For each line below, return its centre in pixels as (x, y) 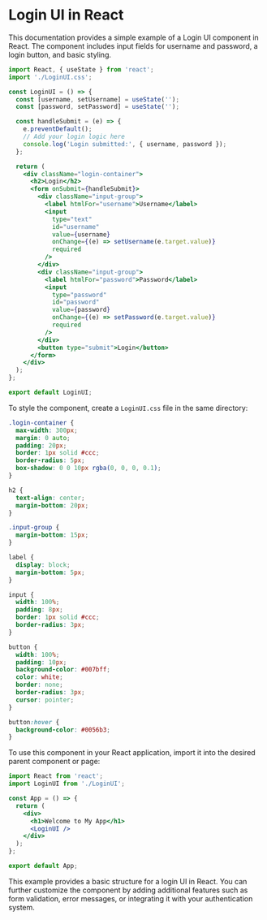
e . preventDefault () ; (58, 129)
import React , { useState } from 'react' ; (81, 69)
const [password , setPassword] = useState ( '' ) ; (98, 107)
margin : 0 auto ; (43, 438)
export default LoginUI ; (50, 393)
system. (22, 907)
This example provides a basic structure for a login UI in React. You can (128, 881)
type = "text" (72, 219)
